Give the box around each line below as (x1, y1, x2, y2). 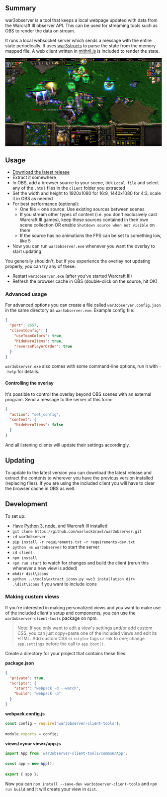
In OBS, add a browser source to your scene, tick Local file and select (12, 180, 159, 186)
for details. (17, 368, 40, 375)
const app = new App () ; (5, 761, 55, 766)
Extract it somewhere (12, 174, 56, 181)
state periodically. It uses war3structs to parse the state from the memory (5, 42, 156, 49)
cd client (12, 550, 33, 555)
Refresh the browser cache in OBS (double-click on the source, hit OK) (12, 278, 158, 284)
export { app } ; (5, 772, 39, 777)
